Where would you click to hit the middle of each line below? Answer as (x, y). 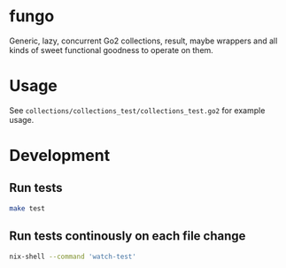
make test (27, 208)
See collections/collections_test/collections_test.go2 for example (137, 110)
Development (60, 156)
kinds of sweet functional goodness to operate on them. (112, 50)
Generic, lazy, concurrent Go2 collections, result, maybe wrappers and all (143, 41)
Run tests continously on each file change (128, 236)
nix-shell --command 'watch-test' (73, 257)
